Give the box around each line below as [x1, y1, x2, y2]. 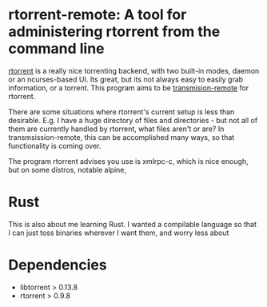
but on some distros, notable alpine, [8, 165, 126, 174]
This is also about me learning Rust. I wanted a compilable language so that [8, 219, 257, 229]
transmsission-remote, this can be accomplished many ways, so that [8, 132, 235, 142]
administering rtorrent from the [8, 22, 221, 41]
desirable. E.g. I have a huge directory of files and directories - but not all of [8, 115, 258, 125]
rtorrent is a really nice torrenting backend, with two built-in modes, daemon [8, 66, 260, 75]
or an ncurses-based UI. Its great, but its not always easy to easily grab [8, 74, 244, 84]
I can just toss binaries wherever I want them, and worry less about [8, 228, 229, 237]
